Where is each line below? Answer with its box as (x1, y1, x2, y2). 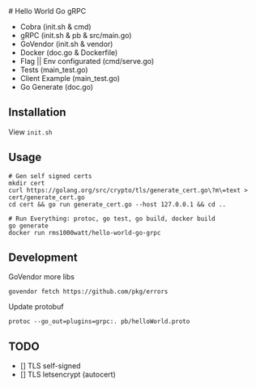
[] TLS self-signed (19, 361, 81, 371)
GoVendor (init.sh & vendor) (19, 39, 113, 49)
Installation (8, 105, 66, 119)
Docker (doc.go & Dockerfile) (19, 48, 118, 57)
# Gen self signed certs (8, 172, 92, 180)
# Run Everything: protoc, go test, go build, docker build (8, 215, 216, 223)
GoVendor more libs (8, 272, 75, 282)
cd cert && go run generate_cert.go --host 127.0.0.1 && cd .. (8, 200, 227, 208)
